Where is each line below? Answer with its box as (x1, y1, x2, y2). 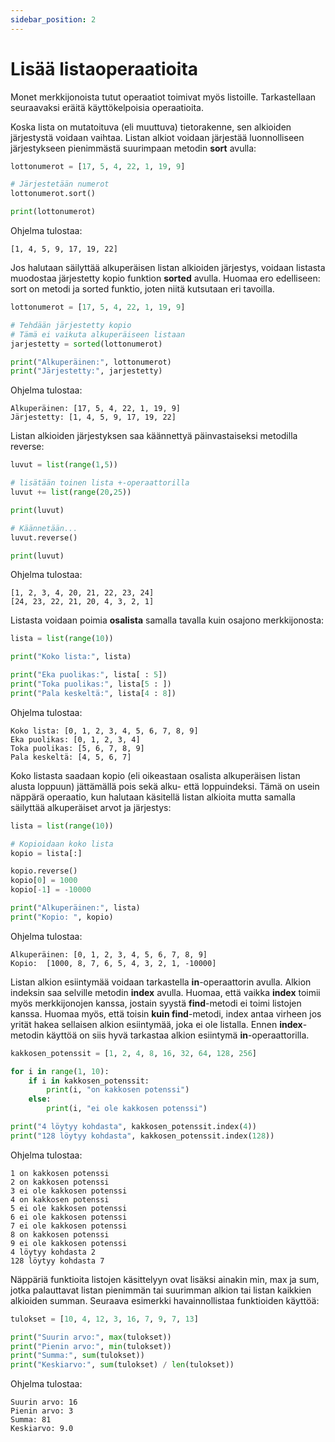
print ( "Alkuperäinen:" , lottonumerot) (10, 357, 172, 367)
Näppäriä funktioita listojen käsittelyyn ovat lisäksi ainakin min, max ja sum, (10, 1273, 320, 1285)
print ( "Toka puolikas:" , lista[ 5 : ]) (10, 679, 172, 690)
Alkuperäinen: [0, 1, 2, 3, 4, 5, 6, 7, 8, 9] (10, 949, 208, 960)
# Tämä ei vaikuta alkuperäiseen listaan (10, 329, 186, 340)
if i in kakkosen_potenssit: (28, 1076, 150, 1086)
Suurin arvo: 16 (10, 1397, 78, 1408)
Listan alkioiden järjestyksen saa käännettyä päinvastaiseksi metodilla (10, 430, 298, 442)
